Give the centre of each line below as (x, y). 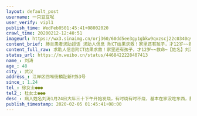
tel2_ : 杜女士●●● (26, 93)
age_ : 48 (17, 66)
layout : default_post (33, 11)
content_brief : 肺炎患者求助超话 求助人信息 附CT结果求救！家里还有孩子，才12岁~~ (97, 45)
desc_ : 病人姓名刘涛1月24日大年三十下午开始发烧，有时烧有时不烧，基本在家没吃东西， (98, 98)
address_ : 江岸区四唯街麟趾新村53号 (46, 77)
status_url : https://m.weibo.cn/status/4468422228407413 (77, 55)
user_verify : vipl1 (30, 22)
